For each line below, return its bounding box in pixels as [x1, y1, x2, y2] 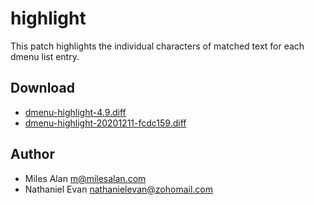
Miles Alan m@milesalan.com [24, 172, 147, 184]
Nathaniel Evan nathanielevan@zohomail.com [24, 183, 213, 195]
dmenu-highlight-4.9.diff [24, 106, 127, 118]
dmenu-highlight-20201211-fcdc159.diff [24, 117, 187, 129]
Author [10, 146, 55, 163]
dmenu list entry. [10, 50, 80, 62]
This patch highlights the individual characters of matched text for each [10, 40, 305, 52]
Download [10, 80, 75, 97]
